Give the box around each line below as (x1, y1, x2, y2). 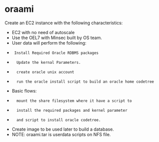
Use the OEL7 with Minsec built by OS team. (11, 35, 102, 41)
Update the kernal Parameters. (16, 60, 81, 65)
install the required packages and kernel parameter (16, 108, 128, 113)
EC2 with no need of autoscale (11, 29, 75, 35)
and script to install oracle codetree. (16, 117, 101, 122)
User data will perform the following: (11, 40, 87, 46)
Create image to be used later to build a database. (11, 126, 114, 132)
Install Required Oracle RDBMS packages (14, 50, 99, 55)
